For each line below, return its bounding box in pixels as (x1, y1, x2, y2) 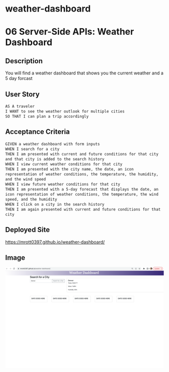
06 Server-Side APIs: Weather (5, 26, 134, 38)
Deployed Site (5, 226, 50, 234)
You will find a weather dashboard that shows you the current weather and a (5, 70, 163, 76)
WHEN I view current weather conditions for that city (5, 161, 123, 166)
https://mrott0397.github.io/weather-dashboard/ (5, 239, 105, 245)
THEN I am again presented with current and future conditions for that (5, 207, 161, 212)
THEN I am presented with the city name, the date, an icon (5, 166, 134, 171)
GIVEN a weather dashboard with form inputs (5, 141, 100, 146)
